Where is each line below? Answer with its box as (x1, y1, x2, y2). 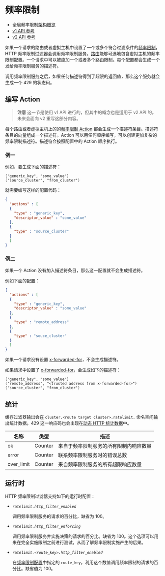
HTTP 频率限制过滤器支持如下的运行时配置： (5, 493, 96, 499)
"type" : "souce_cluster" (14, 333, 67, 338)
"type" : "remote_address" (14, 320, 69, 325)
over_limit (7, 461, 30, 468)
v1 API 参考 (12, 28, 35, 33)
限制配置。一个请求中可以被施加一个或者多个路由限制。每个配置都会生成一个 (5, 57, 160, 62)
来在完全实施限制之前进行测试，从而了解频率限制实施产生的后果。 (12, 539, 146, 545)
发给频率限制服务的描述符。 (5, 62, 61, 69)
